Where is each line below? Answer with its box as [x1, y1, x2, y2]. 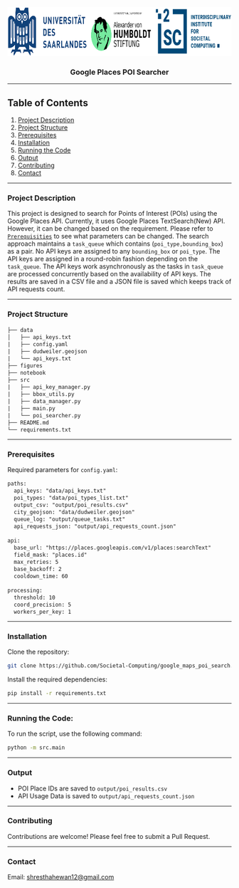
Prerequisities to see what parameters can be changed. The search [7, 232, 209, 241]
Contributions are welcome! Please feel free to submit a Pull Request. [7, 832, 211, 840]
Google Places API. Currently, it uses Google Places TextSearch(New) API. [7, 216, 225, 226]
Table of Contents [7, 97, 89, 109]
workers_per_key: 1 [14, 608, 72, 615]
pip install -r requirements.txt [7, 690, 107, 697]
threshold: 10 [14, 594, 55, 601]
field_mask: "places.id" [14, 551, 87, 558]
